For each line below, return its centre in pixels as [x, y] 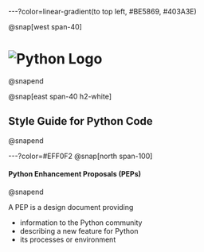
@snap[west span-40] [45, 27]
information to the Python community [81, 223]
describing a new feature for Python [79, 231]
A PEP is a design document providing [71, 207]
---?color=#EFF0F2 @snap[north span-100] [80, 156]
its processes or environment [68, 239]
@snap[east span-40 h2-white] [60, 96]
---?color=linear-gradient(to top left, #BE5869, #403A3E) [102, 12]
